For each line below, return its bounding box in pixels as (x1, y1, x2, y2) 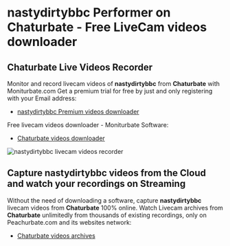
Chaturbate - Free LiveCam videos (7, 19, 207, 35)
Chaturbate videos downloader (16, 134, 105, 142)
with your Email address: (7, 94, 77, 102)
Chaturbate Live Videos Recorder (7, 61, 153, 73)
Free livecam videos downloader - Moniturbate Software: (7, 121, 169, 128)
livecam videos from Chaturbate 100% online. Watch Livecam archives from (7, 203, 223, 212)
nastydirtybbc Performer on (7, 5, 171, 21)
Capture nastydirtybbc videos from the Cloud (7, 167, 207, 179)
